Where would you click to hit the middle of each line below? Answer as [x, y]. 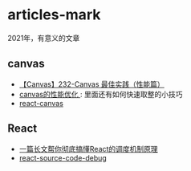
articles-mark [54, 15]
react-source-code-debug [63, 157]
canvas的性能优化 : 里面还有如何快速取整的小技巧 [101, 94]
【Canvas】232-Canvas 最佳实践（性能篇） [92, 84]
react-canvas [41, 103]
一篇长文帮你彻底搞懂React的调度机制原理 [88, 149]
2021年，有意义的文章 [44, 38]
